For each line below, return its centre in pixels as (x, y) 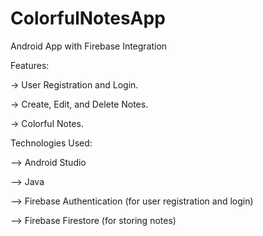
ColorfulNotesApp (88, 18)
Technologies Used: (51, 143)
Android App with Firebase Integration (89, 46)
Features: (30, 65)
